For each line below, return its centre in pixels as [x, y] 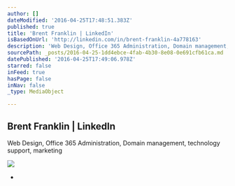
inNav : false [26, 85]
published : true [31, 27]
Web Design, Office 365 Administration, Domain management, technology [114, 143]
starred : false [29, 66]
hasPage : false [29, 79]
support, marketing [35, 150]
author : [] [23, 14]
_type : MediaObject [36, 92]
